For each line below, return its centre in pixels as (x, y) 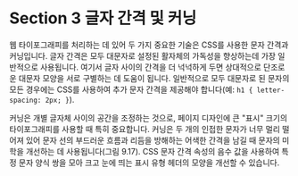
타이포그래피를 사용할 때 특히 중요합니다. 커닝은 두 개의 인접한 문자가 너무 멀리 (145, 129)
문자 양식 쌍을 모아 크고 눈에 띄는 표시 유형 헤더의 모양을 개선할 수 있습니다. (149, 163)
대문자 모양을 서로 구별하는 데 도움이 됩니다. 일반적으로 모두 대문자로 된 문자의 (154, 78)
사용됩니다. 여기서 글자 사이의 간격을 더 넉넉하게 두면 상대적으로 (150, 67)
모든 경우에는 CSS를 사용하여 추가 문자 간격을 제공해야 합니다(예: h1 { (131, 89)
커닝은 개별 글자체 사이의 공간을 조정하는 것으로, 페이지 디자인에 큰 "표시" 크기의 (149, 118)
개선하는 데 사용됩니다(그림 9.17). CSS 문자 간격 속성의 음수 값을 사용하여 (153, 151)
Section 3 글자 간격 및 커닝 (103, 18)
